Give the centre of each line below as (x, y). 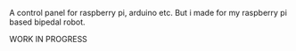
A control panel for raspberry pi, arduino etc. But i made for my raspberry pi (148, 13)
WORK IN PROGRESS (48, 39)
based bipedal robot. (48, 22)
